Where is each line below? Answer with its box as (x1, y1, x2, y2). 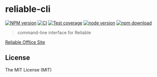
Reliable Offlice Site (5, 39, 46, 45)
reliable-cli (5, 3, 51, 15)
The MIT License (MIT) (5, 67, 52, 73)
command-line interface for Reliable (17, 29, 91, 35)
